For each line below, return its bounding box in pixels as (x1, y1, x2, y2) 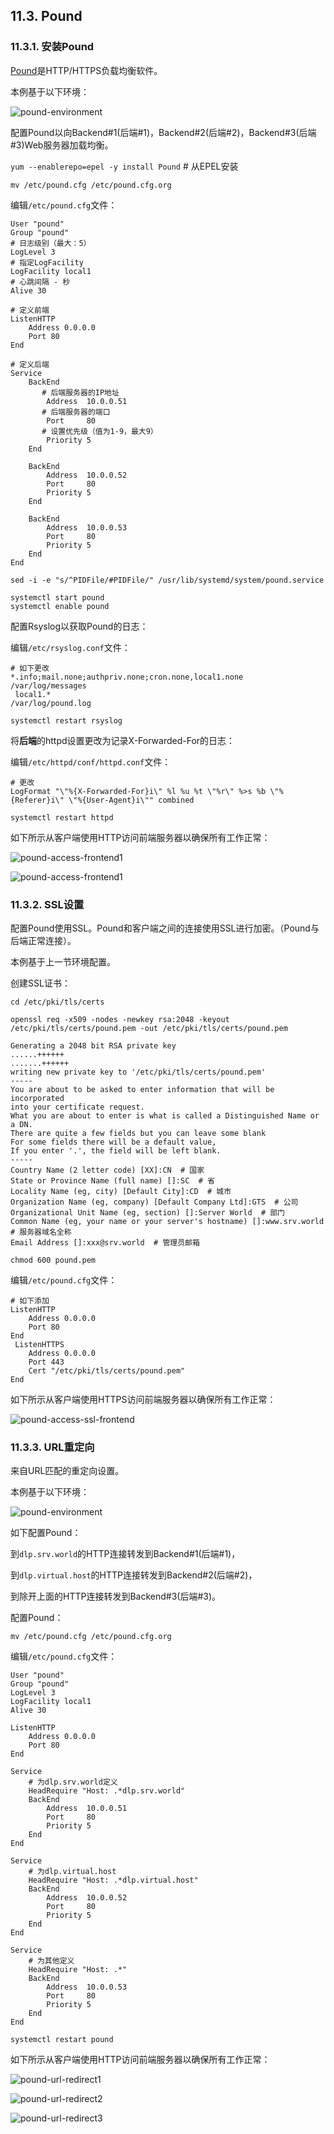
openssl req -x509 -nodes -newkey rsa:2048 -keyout (10, 1014, 230, 1024)
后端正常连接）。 (10, 934, 77, 946)
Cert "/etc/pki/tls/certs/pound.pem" (28, 1365, 186, 1376)
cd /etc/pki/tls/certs (10, 997, 105, 1007)
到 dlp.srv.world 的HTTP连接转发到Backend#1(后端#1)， (10, 1548, 241, 1560)
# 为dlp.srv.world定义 (28, 1777, 118, 1788)
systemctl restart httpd (10, 812, 114, 823)
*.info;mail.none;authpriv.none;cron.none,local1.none (10, 672, 244, 682)
